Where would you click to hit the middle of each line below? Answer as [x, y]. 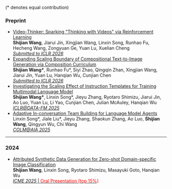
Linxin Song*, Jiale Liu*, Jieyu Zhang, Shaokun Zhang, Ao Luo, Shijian [86, 119]
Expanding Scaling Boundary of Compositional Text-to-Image [78, 59]
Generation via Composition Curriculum [54, 65]
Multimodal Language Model [43, 92]
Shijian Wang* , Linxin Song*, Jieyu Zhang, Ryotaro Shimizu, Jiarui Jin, [87, 97]
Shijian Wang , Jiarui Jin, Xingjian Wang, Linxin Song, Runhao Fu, [81, 43]
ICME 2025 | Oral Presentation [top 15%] [56, 181]
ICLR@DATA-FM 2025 [36, 108]
